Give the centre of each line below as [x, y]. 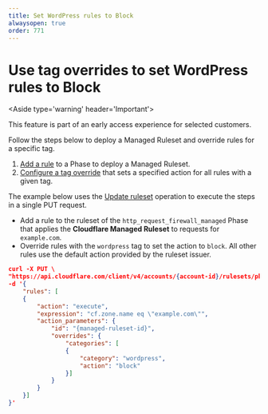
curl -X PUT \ [32, 269]
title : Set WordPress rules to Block [71, 16]
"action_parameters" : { [76, 321]
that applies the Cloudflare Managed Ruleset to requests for [120, 229]
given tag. [36, 181]
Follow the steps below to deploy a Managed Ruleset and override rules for [132, 140]
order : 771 [26, 30]
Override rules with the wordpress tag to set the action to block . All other [138, 246]
